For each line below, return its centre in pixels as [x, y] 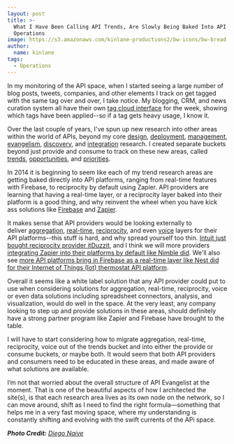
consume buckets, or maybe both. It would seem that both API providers [111, 354]
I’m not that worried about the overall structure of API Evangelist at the [109, 382]
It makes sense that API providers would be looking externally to [100, 223]
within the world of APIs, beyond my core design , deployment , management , [117, 136]
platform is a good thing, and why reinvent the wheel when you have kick [112, 202]
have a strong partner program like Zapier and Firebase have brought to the [116, 318]
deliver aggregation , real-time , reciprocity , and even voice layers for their [112, 230]
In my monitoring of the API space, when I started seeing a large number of [115, 85]
